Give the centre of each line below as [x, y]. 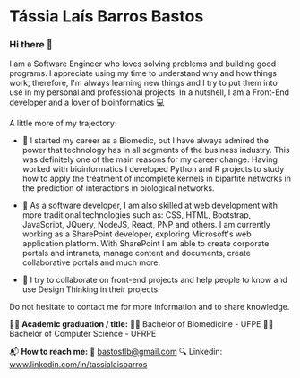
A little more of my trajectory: [63, 124]
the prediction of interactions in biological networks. [118, 188]
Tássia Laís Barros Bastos [107, 17]
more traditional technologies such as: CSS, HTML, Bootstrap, [137, 215]
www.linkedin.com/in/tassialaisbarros [78, 365]
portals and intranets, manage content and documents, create [136, 253]
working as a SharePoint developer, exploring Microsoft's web [137, 234]
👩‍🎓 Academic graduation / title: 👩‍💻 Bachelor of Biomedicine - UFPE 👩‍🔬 [141, 324]
